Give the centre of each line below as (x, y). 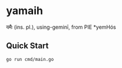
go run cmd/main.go (30, 59)
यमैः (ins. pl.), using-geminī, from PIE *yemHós (61, 27)
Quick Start (27, 46)
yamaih (24, 11)
